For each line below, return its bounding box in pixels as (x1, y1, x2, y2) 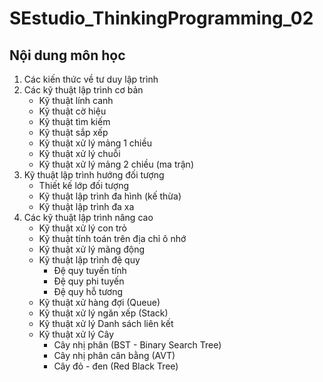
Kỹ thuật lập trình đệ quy (38, 254, 141, 266)
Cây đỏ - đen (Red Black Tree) (53, 360, 179, 372)
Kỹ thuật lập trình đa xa (38, 201, 135, 212)
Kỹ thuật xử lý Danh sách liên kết (38, 318, 174, 329)
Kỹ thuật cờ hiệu (38, 105, 107, 117)
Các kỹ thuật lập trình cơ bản (23, 84, 144, 96)
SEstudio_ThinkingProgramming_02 (9, 7, 314, 30)
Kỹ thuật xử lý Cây (38, 328, 115, 340)
